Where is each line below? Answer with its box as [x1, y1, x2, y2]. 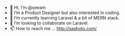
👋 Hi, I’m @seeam [9, 5, 46, 10]
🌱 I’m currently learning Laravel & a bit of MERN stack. [9, 15, 120, 20]
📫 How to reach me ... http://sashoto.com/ [9, 26, 97, 31]
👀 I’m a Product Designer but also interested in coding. [9, 10, 121, 16]
